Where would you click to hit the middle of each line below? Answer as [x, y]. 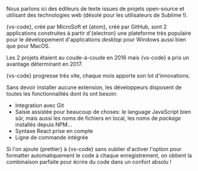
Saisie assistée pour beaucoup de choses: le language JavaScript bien [103, 112]
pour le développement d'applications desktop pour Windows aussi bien [96, 39]
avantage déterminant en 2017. [44, 64]
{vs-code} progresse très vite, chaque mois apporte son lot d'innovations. [98, 76]
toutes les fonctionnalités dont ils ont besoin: [62, 94]
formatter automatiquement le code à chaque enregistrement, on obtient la [99, 155]
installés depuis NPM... [43, 125]
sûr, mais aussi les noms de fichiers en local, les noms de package [98, 118]
